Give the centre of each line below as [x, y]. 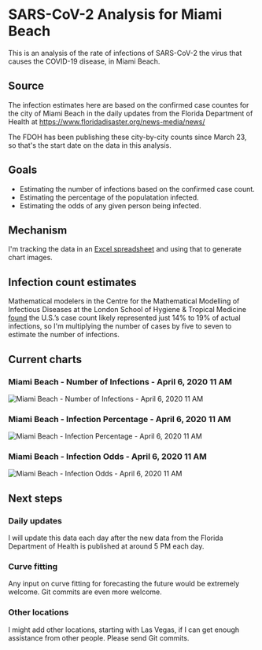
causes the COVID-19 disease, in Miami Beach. [84, 61]
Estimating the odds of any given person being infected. [111, 205]
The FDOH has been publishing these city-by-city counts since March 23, [127, 137]
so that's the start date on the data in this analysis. [90, 145]
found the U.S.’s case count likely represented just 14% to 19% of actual [125, 318]
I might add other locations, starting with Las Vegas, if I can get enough [124, 630]
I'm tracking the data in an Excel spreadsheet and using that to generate [125, 249]
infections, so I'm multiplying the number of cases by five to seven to [120, 326]
